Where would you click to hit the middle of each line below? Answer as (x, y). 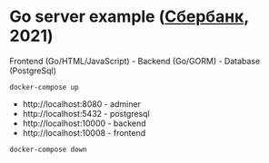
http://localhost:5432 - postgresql (86, 113)
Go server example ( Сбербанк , (129, 17)
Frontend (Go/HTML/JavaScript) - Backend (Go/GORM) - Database (135, 61)
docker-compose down (49, 149)
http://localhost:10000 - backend (85, 123)
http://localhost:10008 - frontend (84, 132)
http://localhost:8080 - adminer (81, 104)
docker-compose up (44, 87)
